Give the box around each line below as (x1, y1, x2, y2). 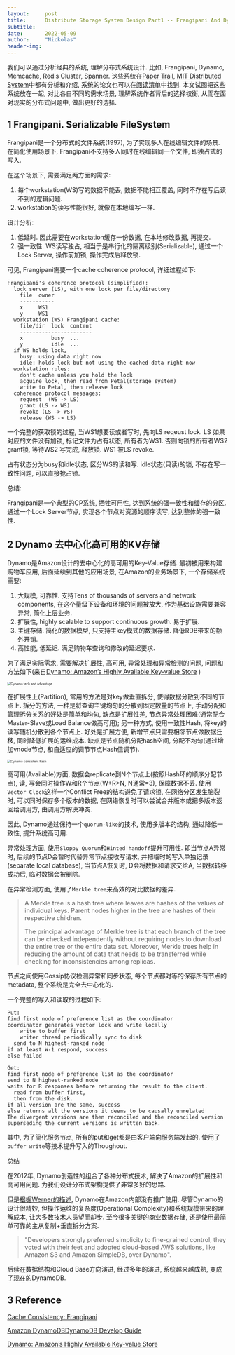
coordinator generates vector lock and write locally (7, 1021, 168, 1028)
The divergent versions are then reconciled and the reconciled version (7, 1113, 224, 1121)
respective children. (24, 913, 82, 922)
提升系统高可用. (22, 828, 69, 837)
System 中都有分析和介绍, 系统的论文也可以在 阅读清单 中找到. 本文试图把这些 (7, 81, 226, 88)
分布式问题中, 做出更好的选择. (31, 98, 117, 106)
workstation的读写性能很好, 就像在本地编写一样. (17, 203, 155, 211)
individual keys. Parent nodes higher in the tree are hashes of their (24, 906, 216, 915)
